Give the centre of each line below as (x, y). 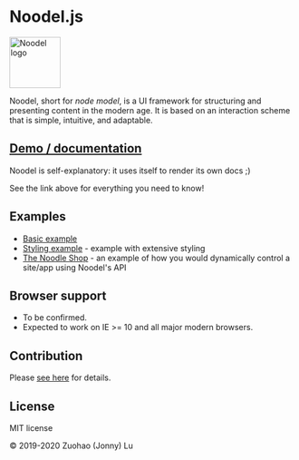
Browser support (58, 295)
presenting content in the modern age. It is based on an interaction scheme (150, 110)
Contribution (46, 356)
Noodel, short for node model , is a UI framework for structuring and (135, 101)
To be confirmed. (55, 318)
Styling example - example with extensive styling (114, 248)
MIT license (31, 428)
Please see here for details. (60, 377)
